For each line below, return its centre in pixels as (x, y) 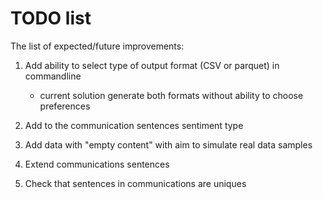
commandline (53, 76)
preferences (65, 106)
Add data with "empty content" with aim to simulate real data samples (168, 144)
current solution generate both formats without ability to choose (171, 95)
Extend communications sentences (97, 164)
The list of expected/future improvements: (97, 46)
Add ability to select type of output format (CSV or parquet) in (152, 65)
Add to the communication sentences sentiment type (134, 125)
